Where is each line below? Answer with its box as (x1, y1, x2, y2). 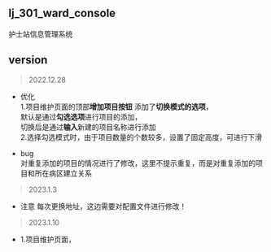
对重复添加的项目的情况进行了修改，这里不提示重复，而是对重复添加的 (20, 158, 256, 167)
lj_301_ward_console (8, 7, 116, 20)
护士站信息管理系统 (8, 28, 73, 39)
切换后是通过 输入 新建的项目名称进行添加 (20, 122, 156, 132)
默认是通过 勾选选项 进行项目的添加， (20, 111, 142, 121)
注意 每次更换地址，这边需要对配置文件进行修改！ (20, 201, 187, 211)
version (8, 53, 48, 67)
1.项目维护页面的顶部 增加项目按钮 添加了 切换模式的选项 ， (20, 102, 213, 111)
